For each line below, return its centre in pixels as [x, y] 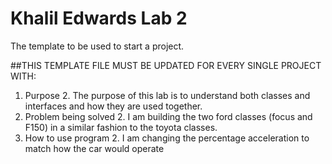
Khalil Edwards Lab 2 [99, 18]
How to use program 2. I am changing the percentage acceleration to [167, 138]
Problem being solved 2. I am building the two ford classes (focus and [168, 116]
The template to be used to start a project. [97, 46]
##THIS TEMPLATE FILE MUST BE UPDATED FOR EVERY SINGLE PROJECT [166, 65]
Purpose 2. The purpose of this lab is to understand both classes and [167, 95]
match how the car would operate [94, 148]
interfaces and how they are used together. [113, 106]
